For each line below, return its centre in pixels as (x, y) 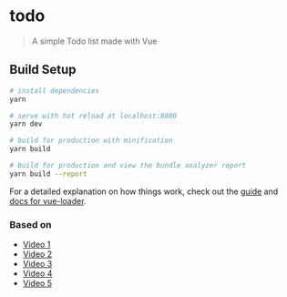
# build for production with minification (91, 141)
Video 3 (37, 264)
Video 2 (37, 254)
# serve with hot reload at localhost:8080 (93, 116)
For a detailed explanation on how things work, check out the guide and (144, 191)
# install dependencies (55, 91)
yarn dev (26, 124)
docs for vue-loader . (48, 200)
